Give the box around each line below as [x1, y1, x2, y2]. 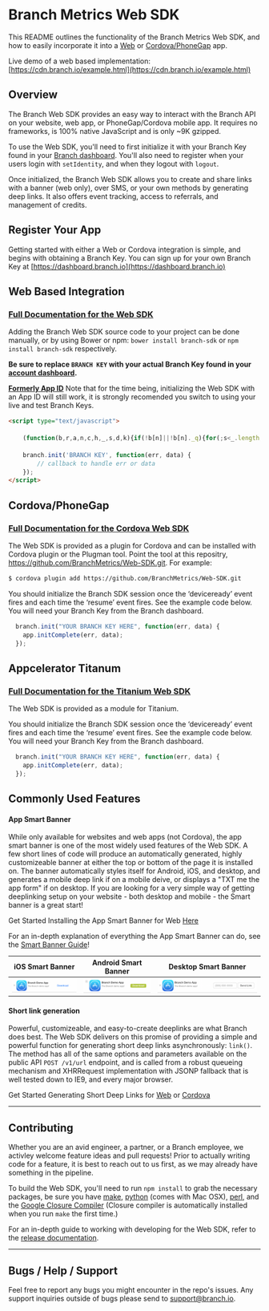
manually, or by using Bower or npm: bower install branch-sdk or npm [8, 335, 239, 346]
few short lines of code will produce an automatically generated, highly [8, 849, 243, 859]
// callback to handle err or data [37, 459, 156, 467]
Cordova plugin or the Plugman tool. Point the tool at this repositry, [8, 549, 228, 559]
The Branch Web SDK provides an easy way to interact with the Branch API [8, 109, 256, 119]
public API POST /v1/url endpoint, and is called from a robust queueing [8, 1058, 243, 1067]
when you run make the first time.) [8, 1209, 118, 1219]
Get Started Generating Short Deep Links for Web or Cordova [8, 1090, 211, 1100]
